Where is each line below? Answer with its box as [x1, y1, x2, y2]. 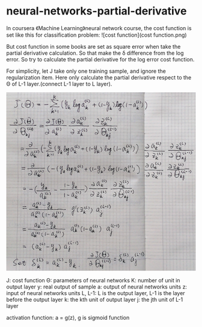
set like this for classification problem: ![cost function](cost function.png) [6, 31, 188, 39]
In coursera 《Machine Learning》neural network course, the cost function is [6, 24, 192, 31]
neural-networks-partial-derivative [6, 4, 187, 18]
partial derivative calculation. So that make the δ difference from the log [6, 49, 185, 57]
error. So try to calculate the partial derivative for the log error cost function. [6, 55, 195, 63]
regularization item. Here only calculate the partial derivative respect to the [6, 73, 192, 81]
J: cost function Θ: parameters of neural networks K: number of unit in [6, 277, 180, 284]
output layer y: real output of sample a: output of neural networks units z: [6, 283, 188, 290]
